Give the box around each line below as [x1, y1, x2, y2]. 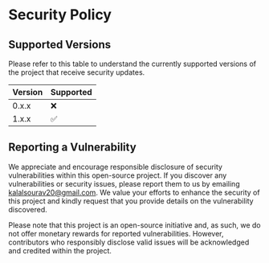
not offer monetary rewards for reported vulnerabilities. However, [8, 228, 224, 238]
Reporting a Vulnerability [8, 141, 137, 154]
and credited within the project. [8, 245, 112, 255]
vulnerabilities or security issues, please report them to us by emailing [8, 179, 240, 188]
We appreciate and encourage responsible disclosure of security [8, 162, 223, 171]
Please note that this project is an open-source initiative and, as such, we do [8, 220, 261, 230]
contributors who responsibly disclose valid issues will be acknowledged [8, 237, 250, 247]
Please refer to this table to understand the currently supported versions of [8, 59, 257, 68]
